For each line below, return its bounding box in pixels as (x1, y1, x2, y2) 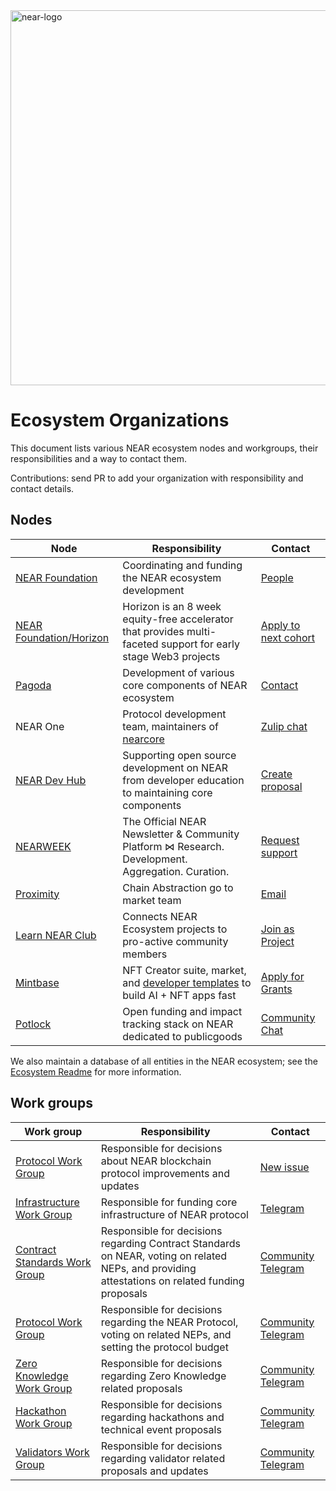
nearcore (122, 732, 165, 746)
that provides (122, 624, 185, 638)
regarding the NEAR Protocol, (100, 1315, 239, 1329)
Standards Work (15, 1255, 92, 1269)
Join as (260, 922, 295, 936)
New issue (259, 1160, 310, 1174)
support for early (160, 637, 240, 651)
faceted (122, 637, 159, 651)
